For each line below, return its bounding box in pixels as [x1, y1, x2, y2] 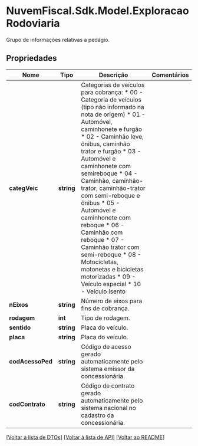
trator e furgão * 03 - [81, 147, 141, 155]
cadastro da [81, 411, 114, 419]
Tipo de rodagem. [81, 314, 131, 322]
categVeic [9, 184, 38, 192]
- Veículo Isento [81, 287, 126, 296]
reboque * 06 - [81, 221, 125, 229]
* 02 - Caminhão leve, [81, 132, 144, 140]
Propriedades [6, 53, 57, 63]
